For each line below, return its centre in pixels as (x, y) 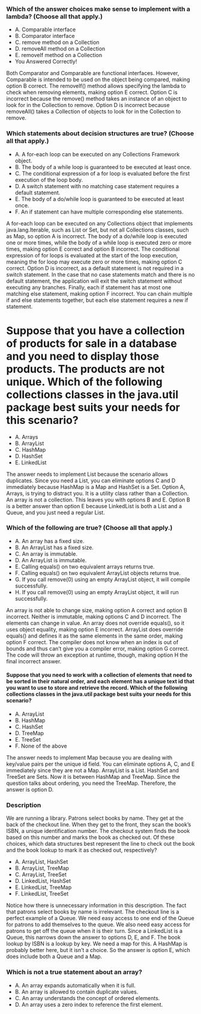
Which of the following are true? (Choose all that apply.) (89, 528)
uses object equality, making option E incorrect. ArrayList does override (95, 629)
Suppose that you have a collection (95, 330)
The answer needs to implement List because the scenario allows (87, 474)
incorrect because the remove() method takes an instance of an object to (97, 99)
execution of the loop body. (49, 180)
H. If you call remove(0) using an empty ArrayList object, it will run (97, 592)
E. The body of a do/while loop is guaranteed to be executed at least (99, 199)
